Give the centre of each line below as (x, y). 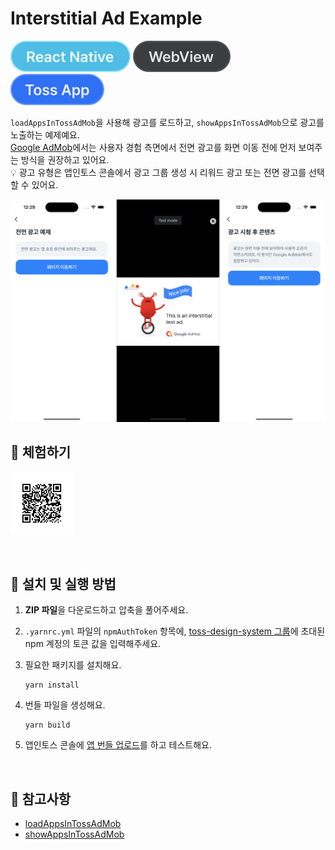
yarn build (47, 725)
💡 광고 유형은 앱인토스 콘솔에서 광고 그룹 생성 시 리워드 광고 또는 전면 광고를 (158, 172)
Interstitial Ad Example (106, 18)
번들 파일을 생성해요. (65, 705)
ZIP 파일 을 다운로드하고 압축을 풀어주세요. (106, 610)
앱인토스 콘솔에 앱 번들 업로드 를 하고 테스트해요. (118, 745)
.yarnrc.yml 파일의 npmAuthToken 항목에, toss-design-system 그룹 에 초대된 (175, 631)
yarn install (52, 685)
